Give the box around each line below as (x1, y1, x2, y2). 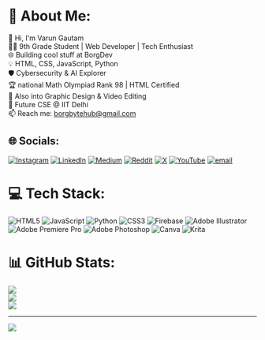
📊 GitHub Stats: (8, 253, 116, 271)
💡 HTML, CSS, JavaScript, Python (8, 58, 118, 68)
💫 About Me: (8, 7, 91, 25)
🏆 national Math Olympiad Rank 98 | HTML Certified (8, 80, 180, 89)
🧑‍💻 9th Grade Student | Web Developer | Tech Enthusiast (8, 41, 193, 50)
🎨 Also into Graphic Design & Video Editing (8, 91, 147, 101)
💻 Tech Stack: (8, 185, 106, 202)
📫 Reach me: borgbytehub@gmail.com (8, 108, 136, 118)
